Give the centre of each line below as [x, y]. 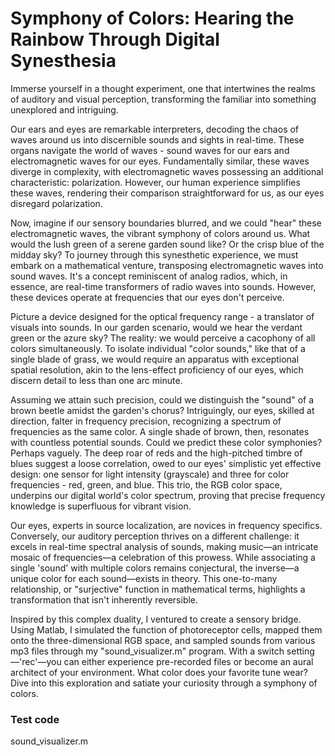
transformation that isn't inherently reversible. [104, 599]
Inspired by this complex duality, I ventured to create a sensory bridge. [156, 619]
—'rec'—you [36, 661]
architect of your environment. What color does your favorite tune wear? [159, 672]
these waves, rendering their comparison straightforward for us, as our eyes [167, 193]
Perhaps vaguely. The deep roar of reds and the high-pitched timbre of [156, 453]
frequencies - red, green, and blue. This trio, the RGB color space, [146, 484]
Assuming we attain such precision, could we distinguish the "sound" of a [162, 399]
